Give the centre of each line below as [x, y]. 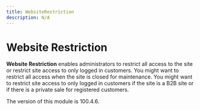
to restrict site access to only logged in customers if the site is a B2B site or [100, 83]
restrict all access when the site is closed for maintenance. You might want [99, 77]
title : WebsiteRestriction [40, 12]
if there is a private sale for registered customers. [68, 90]
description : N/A [28, 18]
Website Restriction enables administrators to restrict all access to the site [100, 64]
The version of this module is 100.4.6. [53, 102]
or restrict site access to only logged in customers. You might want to [93, 71]
